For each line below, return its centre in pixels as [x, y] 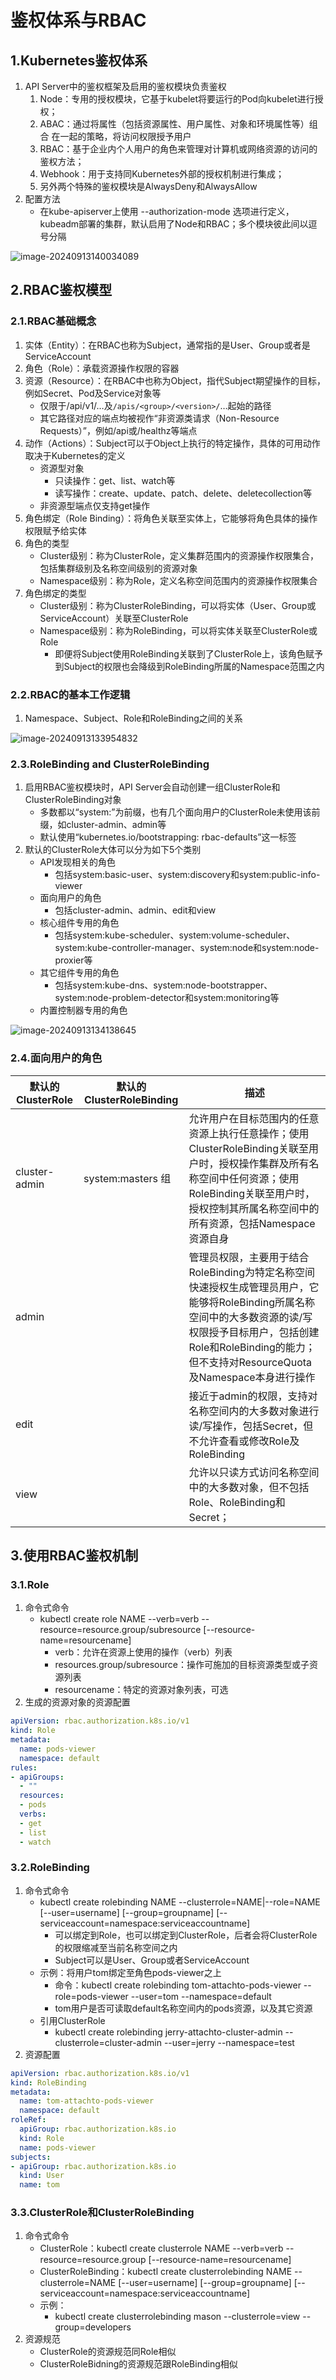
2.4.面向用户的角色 [56, 1058]
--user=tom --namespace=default [201, 1996]
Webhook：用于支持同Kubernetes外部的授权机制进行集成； [162, 174]
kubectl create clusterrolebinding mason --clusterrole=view [177, 2317]
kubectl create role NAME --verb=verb [119, 1619]
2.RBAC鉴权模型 [61, 290]
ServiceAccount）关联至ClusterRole [114, 618]
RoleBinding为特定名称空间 [251, 1272]
